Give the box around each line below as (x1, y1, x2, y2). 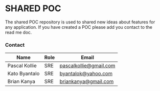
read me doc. (5, 29, 32, 35)
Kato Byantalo (7, 70, 40, 77)
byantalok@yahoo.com (59, 70, 113, 77)
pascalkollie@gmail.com (59, 62, 115, 69)
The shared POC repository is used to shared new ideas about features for (5, 19, 156, 25)
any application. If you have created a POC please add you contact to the (5, 24, 153, 30)
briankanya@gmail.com (59, 78, 114, 85)
